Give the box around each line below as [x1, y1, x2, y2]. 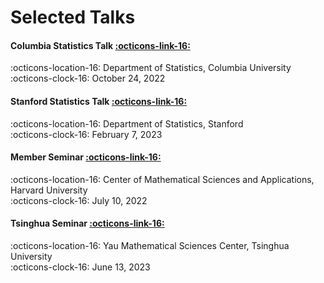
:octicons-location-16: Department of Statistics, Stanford [10, 117, 244, 130]
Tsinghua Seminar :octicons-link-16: [10, 217, 165, 230]
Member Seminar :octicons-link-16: [10, 151, 162, 163]
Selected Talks [10, 6, 136, 29]
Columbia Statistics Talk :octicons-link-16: [10, 39, 191, 51]
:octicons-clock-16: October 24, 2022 [10, 72, 166, 85]
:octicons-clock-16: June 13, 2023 [10, 261, 151, 273]
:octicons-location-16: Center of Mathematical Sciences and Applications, [10, 173, 315, 185]
